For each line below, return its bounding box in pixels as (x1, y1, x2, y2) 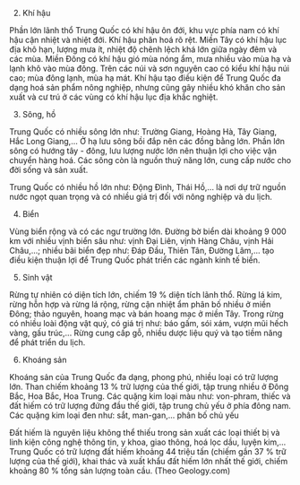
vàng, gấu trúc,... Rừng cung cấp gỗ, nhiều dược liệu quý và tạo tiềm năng (9, 327, 283, 338)
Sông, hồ (21, 109, 56, 119)
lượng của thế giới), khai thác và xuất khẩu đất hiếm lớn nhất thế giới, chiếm (9, 456, 288, 466)
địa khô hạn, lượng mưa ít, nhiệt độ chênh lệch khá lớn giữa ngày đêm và (9, 44, 278, 55)
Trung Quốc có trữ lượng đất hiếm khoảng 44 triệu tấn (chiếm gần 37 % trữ (9, 446, 287, 456)
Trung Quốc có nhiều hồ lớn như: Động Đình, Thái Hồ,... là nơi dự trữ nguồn (9, 182, 287, 192)
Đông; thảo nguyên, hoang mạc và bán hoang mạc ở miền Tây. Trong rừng (9, 308, 284, 319)
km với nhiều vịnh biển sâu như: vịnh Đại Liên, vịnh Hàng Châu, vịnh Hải (9, 236, 274, 246)
